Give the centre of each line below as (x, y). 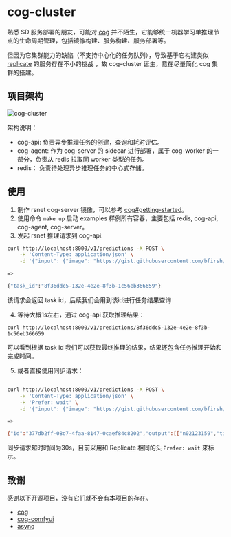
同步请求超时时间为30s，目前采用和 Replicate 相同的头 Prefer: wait (104, 447)
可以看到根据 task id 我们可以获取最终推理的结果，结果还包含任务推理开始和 (114, 347)
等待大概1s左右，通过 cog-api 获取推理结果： (81, 315)
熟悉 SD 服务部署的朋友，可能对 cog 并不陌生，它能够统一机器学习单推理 (110, 32)
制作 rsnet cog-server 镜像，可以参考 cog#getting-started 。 (102, 209)
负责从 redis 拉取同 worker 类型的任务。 (92, 159)
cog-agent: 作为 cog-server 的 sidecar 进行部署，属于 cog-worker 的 (115, 150)
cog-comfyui (35, 519)
